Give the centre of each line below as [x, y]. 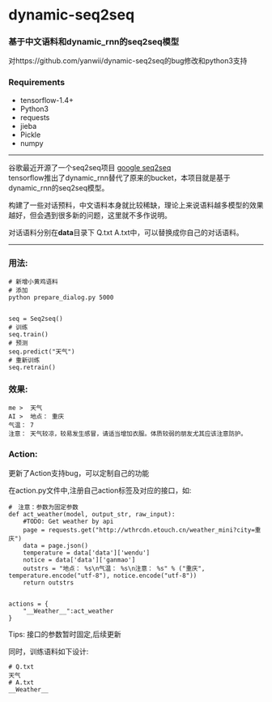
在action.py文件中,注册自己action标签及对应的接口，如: [100, 490]
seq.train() [28, 335]
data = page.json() [56, 546]
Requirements [37, 83]
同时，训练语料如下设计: [49, 651]
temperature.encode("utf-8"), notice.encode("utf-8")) [103, 576]
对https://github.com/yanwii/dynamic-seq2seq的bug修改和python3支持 [128, 61]
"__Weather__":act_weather [68, 611]
